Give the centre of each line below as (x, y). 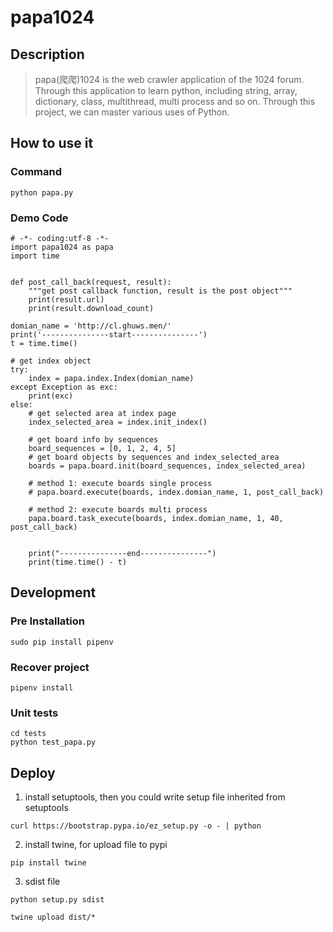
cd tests (28, 734)
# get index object (51, 361)
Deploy (33, 772)
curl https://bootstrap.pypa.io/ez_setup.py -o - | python (136, 826)
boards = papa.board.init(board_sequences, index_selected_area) (167, 466)
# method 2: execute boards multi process (118, 509)
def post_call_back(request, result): (91, 282)
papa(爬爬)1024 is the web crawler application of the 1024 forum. (169, 79)
